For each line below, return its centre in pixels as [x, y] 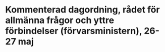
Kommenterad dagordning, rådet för [82, 10]
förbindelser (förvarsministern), [74, 31]
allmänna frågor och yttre [60, 20]
